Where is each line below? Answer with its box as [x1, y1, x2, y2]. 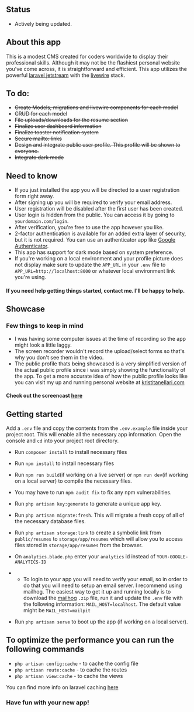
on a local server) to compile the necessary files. [14, 477, 133, 484]
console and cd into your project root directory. [6, 437, 119, 444]
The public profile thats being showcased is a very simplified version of [14, 360, 187, 367]
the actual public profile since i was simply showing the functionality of [14, 366, 186, 373]
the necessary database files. [14, 517, 86, 524]
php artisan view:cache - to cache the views [14, 672, 123, 679]
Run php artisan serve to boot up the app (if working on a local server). [14, 618, 188, 625]
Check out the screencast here [6, 392, 83, 399]
